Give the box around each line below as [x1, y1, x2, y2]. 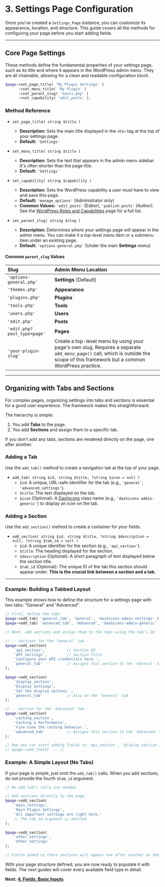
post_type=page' [7, 331, 46, 336]
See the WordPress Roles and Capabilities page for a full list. [19, 208, 142, 214]
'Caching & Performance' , [14, 720, 67, 725]
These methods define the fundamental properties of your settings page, [5, 62, 153, 68]
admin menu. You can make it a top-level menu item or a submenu [19, 232, 154, 238]
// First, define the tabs [5, 611, 60, 617]
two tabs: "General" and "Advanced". [5, 602, 80, 608]
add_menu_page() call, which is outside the [54, 350, 151, 357]
